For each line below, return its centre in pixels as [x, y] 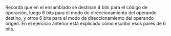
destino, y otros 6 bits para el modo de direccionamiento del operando [80, 18]
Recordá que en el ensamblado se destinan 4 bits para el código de [77, 7]
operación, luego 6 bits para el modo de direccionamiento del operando [81, 13]
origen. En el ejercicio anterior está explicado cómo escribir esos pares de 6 [86, 23]
